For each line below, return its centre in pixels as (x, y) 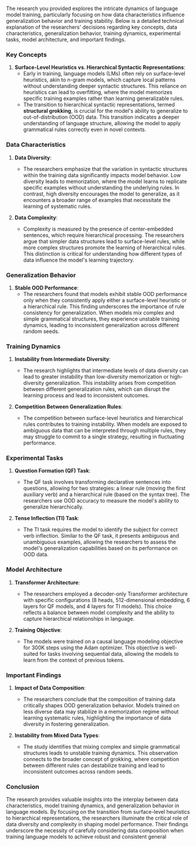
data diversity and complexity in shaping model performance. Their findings (97, 824)
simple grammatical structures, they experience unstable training (101, 319)
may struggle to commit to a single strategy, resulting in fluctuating (104, 437)
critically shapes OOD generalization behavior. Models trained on (101, 706)
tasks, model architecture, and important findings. (66, 39)
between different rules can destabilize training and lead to (94, 765)
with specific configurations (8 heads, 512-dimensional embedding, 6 (107, 600)
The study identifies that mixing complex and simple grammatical (101, 747)
